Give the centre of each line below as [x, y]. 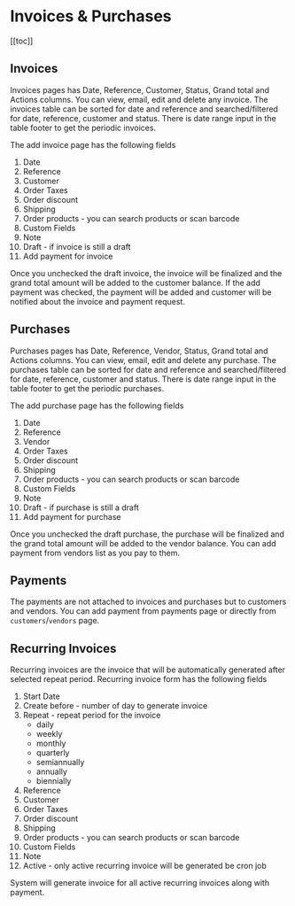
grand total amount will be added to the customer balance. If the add [135, 283]
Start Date [41, 696]
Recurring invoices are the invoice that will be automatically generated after [148, 670]
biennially [54, 781]
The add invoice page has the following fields [93, 144]
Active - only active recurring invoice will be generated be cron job [144, 866]
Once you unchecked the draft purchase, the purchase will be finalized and [147, 534]
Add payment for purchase [72, 516]
